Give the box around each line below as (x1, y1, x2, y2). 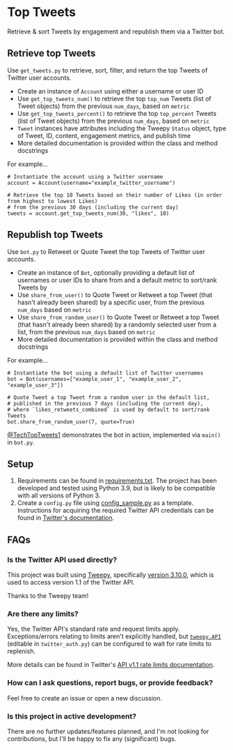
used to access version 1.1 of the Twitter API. (7, 578, 135, 587)
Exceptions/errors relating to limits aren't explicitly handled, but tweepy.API (7, 632, 221, 640)
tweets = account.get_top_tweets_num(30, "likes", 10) (7, 210, 170, 217)
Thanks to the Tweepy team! (7, 592, 89, 600)
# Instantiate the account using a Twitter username (7, 173, 163, 180)
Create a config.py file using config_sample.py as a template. (17, 499, 194, 507)
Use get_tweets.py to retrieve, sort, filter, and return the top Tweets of (7, 66, 208, 74)
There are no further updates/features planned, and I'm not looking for (7, 727, 209, 735)
